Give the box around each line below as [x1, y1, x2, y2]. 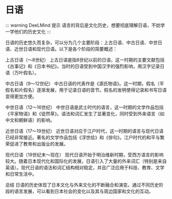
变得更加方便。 [5, 93, 37, 99]
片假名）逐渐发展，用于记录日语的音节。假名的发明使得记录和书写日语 [18, 87, 167, 93]
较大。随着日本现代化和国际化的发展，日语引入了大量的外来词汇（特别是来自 [5, 158, 167, 164]
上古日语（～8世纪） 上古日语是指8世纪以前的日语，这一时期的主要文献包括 [5, 56, 165, 63]
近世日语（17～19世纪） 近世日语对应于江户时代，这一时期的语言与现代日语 [5, 128, 164, 134]
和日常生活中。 [5, 171, 37, 177]
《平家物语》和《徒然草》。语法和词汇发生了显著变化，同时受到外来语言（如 [5, 110, 165, 116]
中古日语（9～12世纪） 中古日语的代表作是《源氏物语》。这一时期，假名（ [5, 80, 160, 87]
